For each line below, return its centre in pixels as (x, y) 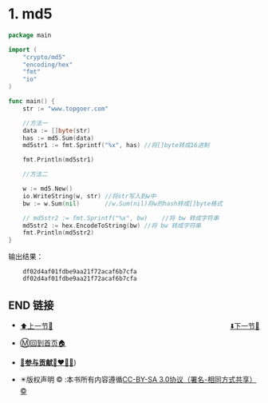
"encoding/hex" (48, 65)
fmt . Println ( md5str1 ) (58, 160)
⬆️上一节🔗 (36, 326)
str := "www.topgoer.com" (66, 109)
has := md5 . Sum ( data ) (58, 138)
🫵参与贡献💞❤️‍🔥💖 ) (48, 363)
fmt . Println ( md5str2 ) (58, 233)
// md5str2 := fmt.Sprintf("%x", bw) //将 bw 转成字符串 (121, 218)
